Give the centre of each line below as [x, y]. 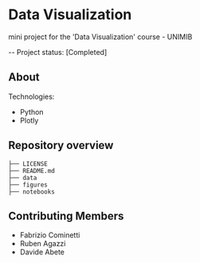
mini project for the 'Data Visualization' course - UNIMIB [100, 37]
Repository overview [61, 145]
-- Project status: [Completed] [58, 52]
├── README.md [32, 171]
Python [31, 112]
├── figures [28, 185]
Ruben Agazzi [43, 244]
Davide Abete [42, 252]
